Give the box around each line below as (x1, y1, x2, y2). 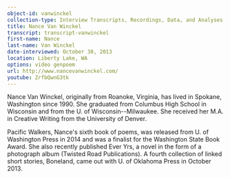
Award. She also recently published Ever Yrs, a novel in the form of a (7, 142, 202, 151)
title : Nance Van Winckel (7, 23, 81, 30)
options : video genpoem (7, 61, 76, 68)
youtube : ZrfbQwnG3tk (7, 74, 70, 81)
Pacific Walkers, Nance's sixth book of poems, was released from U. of (7, 128, 209, 136)
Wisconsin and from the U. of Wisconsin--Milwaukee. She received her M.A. (7, 107, 224, 115)
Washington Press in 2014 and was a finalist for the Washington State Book (7, 135, 220, 144)
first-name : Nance (7, 36, 60, 43)
